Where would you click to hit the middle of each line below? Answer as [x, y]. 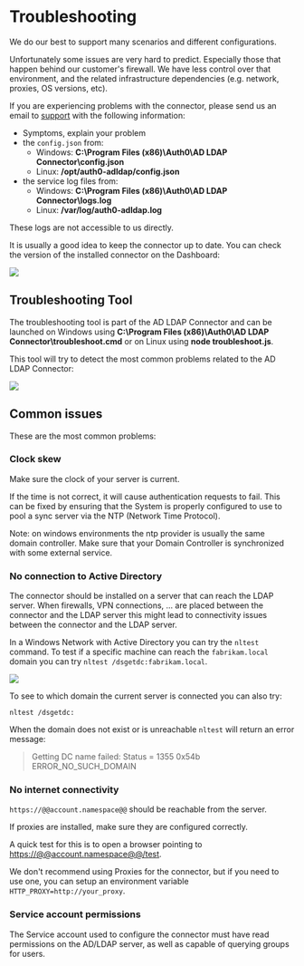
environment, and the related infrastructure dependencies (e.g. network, [144, 78]
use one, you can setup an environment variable [99, 882]
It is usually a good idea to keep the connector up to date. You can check [146, 245]
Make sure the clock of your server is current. [95, 478]
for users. [27, 953]
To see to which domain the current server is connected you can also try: [146, 696]
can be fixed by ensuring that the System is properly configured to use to [146, 506]
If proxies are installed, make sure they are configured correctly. [129, 827]
